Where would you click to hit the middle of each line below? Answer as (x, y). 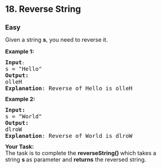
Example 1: (20, 51)
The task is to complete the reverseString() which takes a (81, 153)
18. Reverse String (43, 9)
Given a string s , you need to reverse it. (57, 40)
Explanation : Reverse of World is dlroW (69, 136)
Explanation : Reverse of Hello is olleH (69, 88)
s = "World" (24, 116)
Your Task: (20, 147)
